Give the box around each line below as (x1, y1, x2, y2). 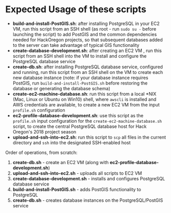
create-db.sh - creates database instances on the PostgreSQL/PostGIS (12, 197, 163, 203)
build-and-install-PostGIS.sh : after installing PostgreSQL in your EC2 (12, 20, 160, 26)
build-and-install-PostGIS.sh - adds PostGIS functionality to (12, 186, 141, 192)
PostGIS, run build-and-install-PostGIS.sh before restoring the (12, 80, 148, 86)
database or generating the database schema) (12, 85, 111, 91)
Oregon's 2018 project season (12, 128, 77, 135)
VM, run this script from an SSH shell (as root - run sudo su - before (12, 25, 157, 32)
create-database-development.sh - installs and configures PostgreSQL (12, 175, 165, 181)
